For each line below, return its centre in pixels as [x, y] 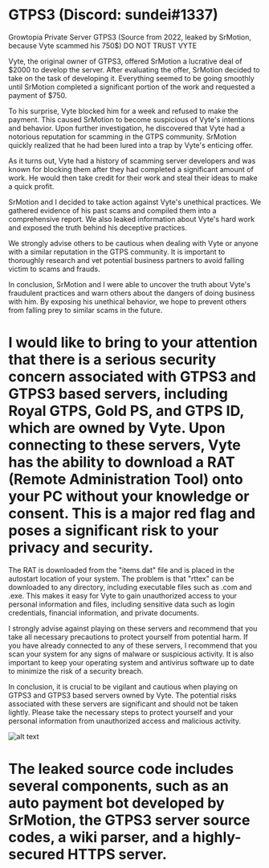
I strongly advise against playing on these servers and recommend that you [133, 628]
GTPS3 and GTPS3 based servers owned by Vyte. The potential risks [122, 695]
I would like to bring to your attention [133, 343]
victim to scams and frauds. [54, 269]
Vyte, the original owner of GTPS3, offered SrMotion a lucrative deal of [125, 61]
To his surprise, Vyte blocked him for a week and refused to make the [123, 111]
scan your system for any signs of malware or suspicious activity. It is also [131, 654]
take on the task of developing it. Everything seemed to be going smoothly [131, 78]
